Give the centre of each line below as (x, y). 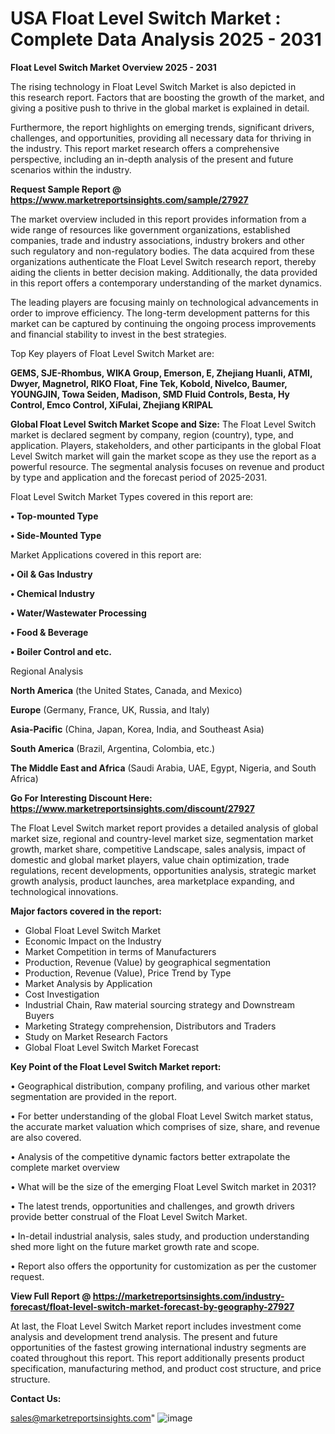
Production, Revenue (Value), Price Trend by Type (128, 973)
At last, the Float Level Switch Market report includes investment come (156, 1326)
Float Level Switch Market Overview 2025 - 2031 (113, 67)
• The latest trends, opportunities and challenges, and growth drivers (152, 1206)
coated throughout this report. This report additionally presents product (157, 1358)
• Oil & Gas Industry (51, 574)
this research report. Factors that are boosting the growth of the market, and (167, 97)
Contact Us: (36, 1398)
